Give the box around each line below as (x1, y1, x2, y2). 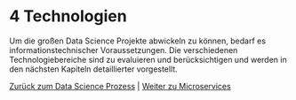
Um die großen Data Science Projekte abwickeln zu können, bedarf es (9, 35, 267, 46)
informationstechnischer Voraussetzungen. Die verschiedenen (9, 44, 238, 55)
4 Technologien (9, 6, 127, 27)
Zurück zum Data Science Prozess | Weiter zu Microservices (9, 81, 231, 91)
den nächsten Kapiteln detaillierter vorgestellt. (9, 64, 178, 74)
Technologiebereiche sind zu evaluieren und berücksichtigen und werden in (9, 54, 287, 65)
